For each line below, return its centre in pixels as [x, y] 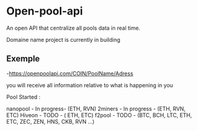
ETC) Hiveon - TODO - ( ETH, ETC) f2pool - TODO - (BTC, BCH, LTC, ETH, [99, 115]
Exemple [23, 59]
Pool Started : [23, 97]
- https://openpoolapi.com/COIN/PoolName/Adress [70, 73]
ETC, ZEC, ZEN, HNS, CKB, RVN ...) [51, 121]
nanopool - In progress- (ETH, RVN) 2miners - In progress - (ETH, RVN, [96, 109]
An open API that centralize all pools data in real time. [73, 28]
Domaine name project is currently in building [63, 39]
